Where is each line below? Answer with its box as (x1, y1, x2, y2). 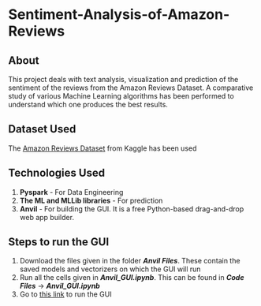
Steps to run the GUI (8, 235, 110, 249)
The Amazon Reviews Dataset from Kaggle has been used (8, 144, 197, 153)
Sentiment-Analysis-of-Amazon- (8, 6, 230, 24)
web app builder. (19, 212, 75, 222)
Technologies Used (8, 166, 105, 180)
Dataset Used (8, 122, 76, 136)
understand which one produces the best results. (8, 100, 168, 109)
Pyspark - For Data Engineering (19, 187, 124, 196)
